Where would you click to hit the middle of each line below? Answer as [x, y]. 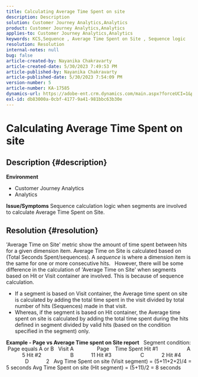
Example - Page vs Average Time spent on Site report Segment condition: [99, 343]
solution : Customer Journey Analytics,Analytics [67, 22]
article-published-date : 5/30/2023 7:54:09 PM [64, 77]
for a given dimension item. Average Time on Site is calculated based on [94, 251]
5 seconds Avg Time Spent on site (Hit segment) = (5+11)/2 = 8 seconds [94, 368]
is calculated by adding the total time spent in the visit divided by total [99, 300]
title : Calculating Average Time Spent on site [66, 11]
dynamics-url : [24, 94]
